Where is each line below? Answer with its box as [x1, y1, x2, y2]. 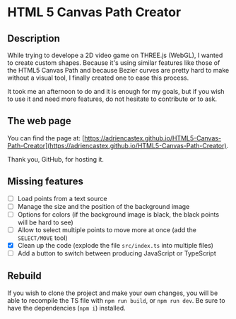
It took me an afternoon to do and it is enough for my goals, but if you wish [7, 88, 225, 95]
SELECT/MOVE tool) [17, 234, 69, 242]
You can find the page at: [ [7, 133, 85, 142]
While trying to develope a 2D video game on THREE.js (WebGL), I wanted [7, 51, 223, 59]
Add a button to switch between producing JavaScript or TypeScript [17, 248, 217, 258]
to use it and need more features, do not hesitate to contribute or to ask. [7, 95, 218, 103]
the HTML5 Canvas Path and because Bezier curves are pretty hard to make [7, 66, 230, 74]
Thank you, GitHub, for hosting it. [7, 155, 105, 163]
